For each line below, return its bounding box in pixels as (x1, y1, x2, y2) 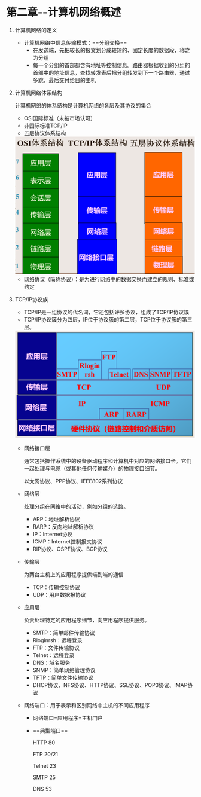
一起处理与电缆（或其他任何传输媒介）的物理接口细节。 (23, 465, 160, 472)
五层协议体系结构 (23, 129, 66, 136)
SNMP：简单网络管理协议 (32, 666, 96, 673)
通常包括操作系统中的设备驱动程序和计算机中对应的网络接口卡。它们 (23, 457, 192, 464)
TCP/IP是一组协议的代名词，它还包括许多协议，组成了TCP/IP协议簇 (23, 309, 190, 316)
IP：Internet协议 (32, 530, 73, 538)
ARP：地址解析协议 (32, 515, 81, 523)
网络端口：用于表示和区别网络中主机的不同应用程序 (23, 701, 150, 709)
